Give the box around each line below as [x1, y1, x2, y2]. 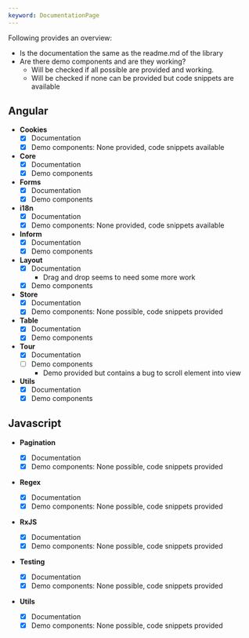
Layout [19, 256, 43, 265]
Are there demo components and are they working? [19, 57, 186, 66]
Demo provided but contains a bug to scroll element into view [42, 368, 241, 377]
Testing [19, 556, 45, 566]
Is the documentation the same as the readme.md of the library [19, 48, 223, 57]
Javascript [8, 417, 62, 430]
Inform [19, 229, 42, 239]
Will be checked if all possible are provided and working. [31, 64, 214, 75]
